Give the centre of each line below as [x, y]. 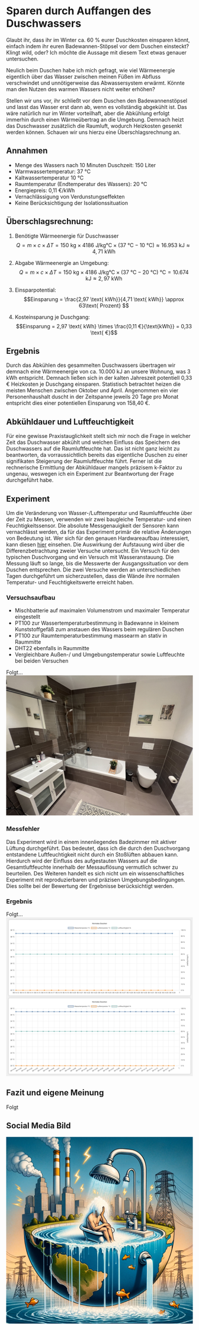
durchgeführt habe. [30, 480]
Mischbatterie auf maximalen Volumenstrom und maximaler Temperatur [102, 610]
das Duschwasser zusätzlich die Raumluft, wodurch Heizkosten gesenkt [94, 126]
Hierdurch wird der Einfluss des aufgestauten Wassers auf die [82, 861]
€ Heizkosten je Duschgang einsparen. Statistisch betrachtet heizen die [94, 384]
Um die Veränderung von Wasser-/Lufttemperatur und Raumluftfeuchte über [99, 513]
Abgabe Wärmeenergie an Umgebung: [62, 263]
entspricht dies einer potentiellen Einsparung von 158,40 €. [78, 403]
